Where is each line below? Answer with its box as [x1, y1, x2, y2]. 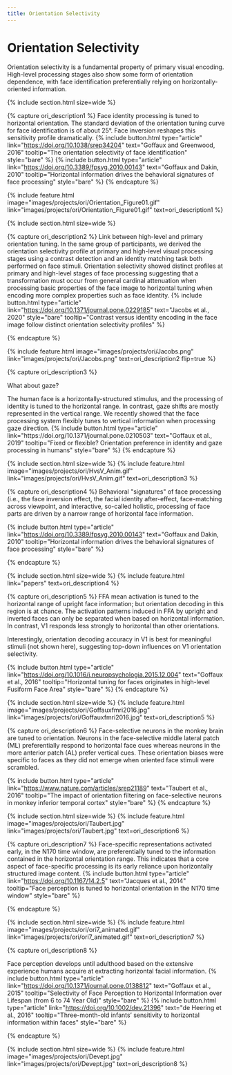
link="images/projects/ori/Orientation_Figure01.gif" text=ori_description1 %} [7, 205, 224, 214]
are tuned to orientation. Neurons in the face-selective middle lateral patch [7, 733, 220, 742]
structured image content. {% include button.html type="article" [7, 869, 190, 878]
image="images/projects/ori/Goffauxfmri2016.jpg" [7, 706, 151, 714]
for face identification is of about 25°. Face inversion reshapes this [7, 126, 196, 135]
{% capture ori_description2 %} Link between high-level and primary [7, 232, 204, 240]
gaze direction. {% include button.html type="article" [7, 424, 158, 432]
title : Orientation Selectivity [7, 10, 100, 17]
